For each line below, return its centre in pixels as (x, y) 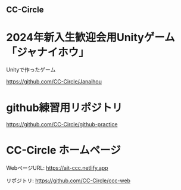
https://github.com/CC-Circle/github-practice (62, 124)
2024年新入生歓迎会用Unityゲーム (91, 37)
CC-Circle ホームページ (63, 150)
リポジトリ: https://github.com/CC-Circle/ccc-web (68, 180)
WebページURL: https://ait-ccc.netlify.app (57, 168)
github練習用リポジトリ (65, 108)
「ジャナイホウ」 (48, 52)
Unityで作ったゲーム (31, 70)
